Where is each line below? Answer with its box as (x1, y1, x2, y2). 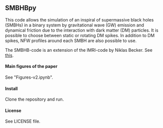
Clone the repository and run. (5, 96, 64, 102)
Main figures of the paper (5, 64, 57, 69)
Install (5, 85, 18, 91)
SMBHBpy (5, 4, 36, 12)
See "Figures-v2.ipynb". (5, 74, 54, 80)
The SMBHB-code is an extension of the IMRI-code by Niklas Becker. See (5, 47, 153, 53)
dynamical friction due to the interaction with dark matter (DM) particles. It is (5, 27, 159, 33)
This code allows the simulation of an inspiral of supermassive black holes (5, 17, 154, 22)
